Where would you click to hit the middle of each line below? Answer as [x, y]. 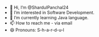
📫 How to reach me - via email [41, 23]
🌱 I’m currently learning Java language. [49, 18]
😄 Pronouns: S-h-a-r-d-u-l [37, 30]
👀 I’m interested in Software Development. [52, 12]
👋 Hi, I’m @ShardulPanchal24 [39, 7]
